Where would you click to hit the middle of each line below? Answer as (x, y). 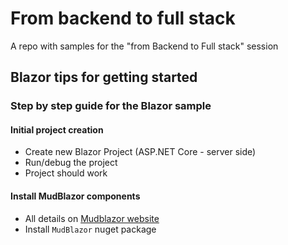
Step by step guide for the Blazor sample (111, 106)
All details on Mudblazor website (92, 218)
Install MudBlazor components (75, 196)
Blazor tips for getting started (104, 77)
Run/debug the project (71, 163)
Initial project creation (57, 129)
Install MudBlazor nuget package (90, 229)
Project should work (66, 173)
